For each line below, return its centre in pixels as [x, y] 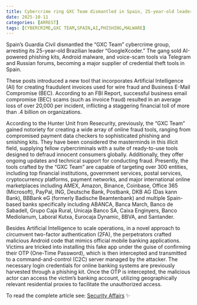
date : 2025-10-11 [27, 17]
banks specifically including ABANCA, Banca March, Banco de [98, 204]
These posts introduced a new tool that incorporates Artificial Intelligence [95, 81]
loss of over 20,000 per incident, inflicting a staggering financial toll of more [98, 106]
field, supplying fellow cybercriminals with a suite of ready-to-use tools [92, 148]
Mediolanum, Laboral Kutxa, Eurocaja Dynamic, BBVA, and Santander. [90, 217]
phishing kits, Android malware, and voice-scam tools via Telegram [110, 57]
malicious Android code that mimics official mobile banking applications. [93, 240]
